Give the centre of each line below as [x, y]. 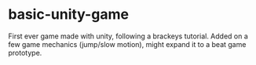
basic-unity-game [69, 14]
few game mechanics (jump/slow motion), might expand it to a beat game [127, 44]
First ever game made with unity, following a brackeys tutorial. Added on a [128, 36]
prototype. [25, 52]
